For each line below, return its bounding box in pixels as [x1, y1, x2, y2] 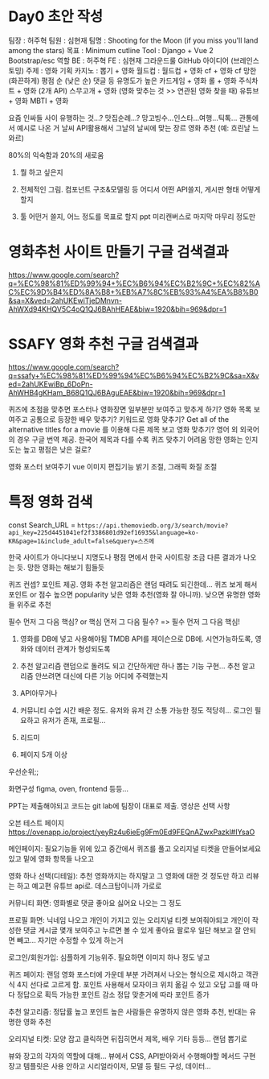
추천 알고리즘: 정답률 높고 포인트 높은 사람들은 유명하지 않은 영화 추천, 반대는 [8, 1007, 248, 1016]
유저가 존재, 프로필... [41, 715, 106, 725]
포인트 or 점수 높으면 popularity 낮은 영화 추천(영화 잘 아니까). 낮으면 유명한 [8, 589, 247, 599]
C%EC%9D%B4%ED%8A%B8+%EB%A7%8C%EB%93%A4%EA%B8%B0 [8, 287, 259, 296]
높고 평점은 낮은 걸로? [22, 444, 92, 454]
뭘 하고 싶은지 [19, 167, 63, 177]
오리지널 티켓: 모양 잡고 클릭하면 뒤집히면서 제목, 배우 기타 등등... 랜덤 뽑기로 [8, 1034, 247, 1044]
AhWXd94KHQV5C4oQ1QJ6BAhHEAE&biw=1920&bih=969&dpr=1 [8, 304, 227, 314]
